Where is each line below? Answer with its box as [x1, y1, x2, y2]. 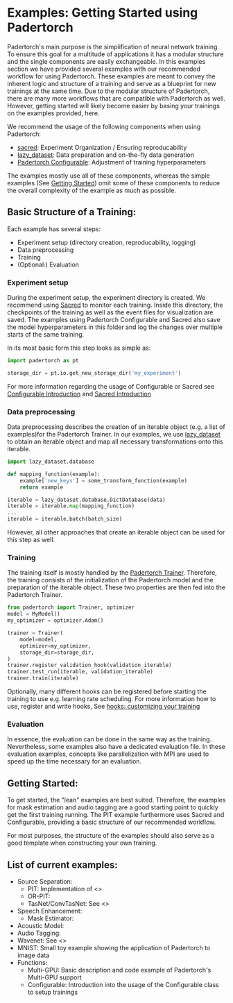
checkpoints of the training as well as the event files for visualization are [7, 308, 214, 317]
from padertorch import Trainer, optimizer [7, 604, 135, 612]
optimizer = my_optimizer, [19, 642, 92, 650]
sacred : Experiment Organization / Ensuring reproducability [17, 143, 187, 151]
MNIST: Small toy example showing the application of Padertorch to [17, 943, 211, 952]
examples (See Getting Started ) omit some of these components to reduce [7, 178, 221, 187]
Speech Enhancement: [17, 907, 83, 915]
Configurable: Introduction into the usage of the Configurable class [27, 980, 220, 988]
